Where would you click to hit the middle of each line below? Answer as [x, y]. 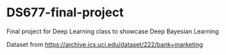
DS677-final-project [65, 13]
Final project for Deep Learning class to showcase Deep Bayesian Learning [113, 31]
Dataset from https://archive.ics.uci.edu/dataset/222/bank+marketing [105, 44]
